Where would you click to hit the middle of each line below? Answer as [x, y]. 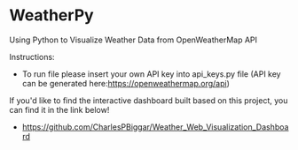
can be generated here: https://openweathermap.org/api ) [126, 83]
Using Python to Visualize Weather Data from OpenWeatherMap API [133, 40]
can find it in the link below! [59, 109]
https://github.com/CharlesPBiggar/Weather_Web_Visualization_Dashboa [155, 127]
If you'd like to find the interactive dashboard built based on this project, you [149, 100]
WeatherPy [52, 15]
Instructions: [32, 56]
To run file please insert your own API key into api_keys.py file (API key [151, 74]
